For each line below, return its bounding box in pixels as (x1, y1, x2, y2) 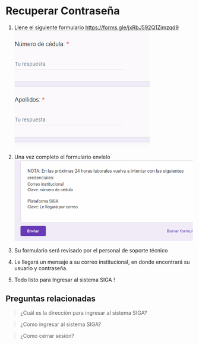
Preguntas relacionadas (5, 293, 96, 303)
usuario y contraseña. (14, 265, 68, 272)
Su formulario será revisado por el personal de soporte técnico (14, 247, 168, 254)
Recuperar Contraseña (5, 4, 120, 18)
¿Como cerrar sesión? (20, 333, 75, 340)
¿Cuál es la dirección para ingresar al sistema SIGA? (20, 309, 147, 316)
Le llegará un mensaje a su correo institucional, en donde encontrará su (14, 258, 191, 265)
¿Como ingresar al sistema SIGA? (20, 321, 102, 328)
